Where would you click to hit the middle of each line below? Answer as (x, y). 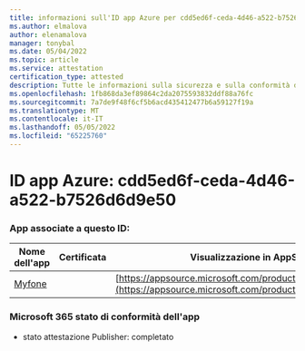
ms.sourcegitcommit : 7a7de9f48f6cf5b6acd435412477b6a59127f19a (132, 102)
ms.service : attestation (56, 69)
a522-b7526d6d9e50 (93, 200)
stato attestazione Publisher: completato (98, 336)
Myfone (30, 284)
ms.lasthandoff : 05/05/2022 (63, 128)
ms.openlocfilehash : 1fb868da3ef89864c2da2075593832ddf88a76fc (132, 93)
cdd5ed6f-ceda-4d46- (206, 181)
